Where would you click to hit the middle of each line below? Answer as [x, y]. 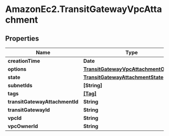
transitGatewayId [29, 110]
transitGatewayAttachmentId [43, 102]
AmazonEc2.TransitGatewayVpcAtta [84, 9]
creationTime [24, 61]
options [17, 69]
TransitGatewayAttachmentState [123, 77]
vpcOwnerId [23, 126]
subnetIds [20, 85]
